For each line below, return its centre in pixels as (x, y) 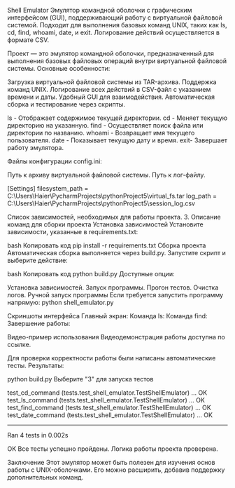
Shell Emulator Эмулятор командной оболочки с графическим (100, 10)
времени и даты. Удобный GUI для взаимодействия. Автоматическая (111, 97)
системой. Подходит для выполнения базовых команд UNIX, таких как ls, (117, 25)
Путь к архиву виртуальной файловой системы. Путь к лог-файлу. (106, 175)
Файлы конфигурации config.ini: (55, 161)
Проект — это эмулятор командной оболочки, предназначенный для (111, 53)
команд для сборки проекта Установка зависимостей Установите (106, 224)
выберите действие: (37, 260)
